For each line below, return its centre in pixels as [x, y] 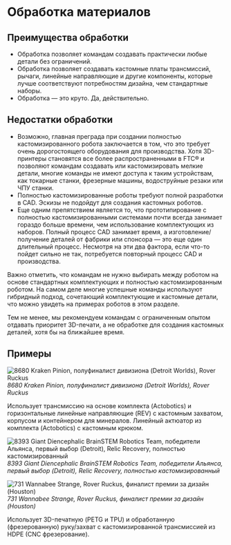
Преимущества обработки [68, 38]
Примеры [29, 354]
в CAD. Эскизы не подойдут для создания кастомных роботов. [110, 202]
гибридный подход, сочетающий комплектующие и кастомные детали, [113, 296]
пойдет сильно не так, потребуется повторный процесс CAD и [110, 254]
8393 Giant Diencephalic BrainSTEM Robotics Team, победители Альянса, [115, 463]
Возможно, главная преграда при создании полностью [99, 136]
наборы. [29, 91]
